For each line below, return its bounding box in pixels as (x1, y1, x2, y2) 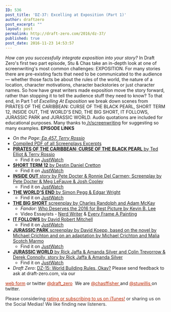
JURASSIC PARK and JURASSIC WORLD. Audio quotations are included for (5, 114, 163, 120)
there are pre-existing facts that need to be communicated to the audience (5, 71, 162, 77)
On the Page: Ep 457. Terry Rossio (12, 135, 85, 141)
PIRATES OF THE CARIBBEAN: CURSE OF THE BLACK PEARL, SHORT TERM (5, 103, 166, 110)
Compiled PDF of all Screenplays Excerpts (12, 140, 102, 146)
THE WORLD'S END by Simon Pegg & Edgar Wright (12, 189, 121, 195)
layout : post (5, 27, 33, 32)
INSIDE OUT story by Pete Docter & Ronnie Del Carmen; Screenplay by (12, 173, 162, 179)
